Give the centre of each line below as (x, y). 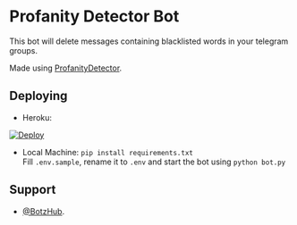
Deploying (38, 96)
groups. (24, 50)
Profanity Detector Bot (94, 17)
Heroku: (37, 117)
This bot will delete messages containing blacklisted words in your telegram (149, 41)
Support (33, 190)
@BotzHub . (43, 211)
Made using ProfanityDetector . (66, 68)
